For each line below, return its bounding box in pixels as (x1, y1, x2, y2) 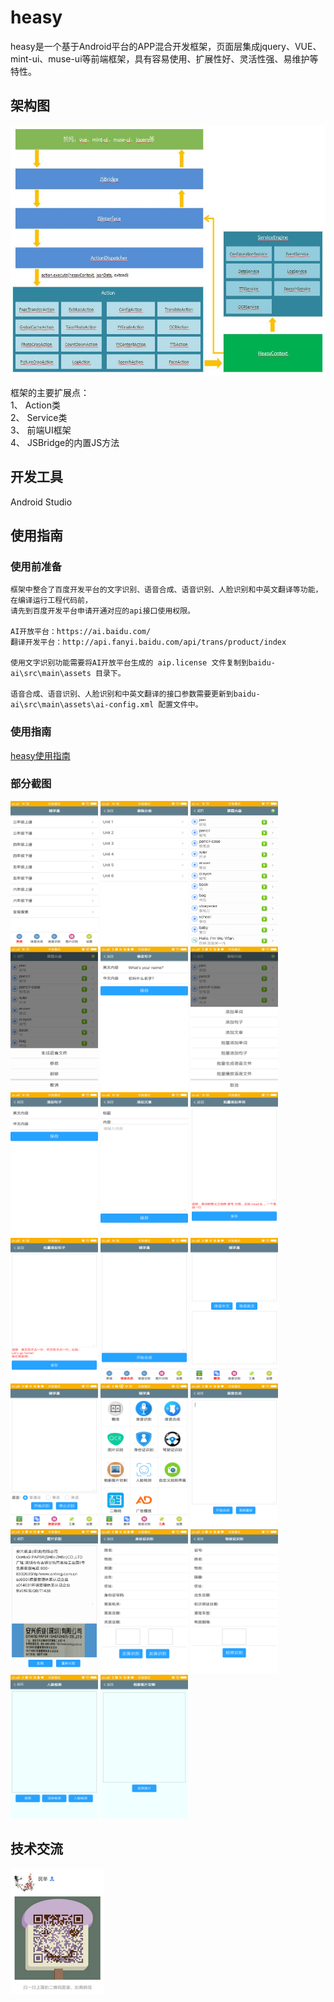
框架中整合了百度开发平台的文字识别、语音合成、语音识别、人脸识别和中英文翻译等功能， (10, 585, 323, 595)
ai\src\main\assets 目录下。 (10, 669, 126, 679)
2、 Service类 (10, 411, 68, 423)
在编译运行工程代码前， (10, 596, 93, 606)
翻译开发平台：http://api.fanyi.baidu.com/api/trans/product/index (10, 637, 287, 648)
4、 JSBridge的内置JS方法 (10, 436, 120, 448)
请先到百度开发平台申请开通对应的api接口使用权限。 (10, 606, 195, 616)
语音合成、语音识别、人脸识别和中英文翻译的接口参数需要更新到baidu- (10, 689, 261, 700)
